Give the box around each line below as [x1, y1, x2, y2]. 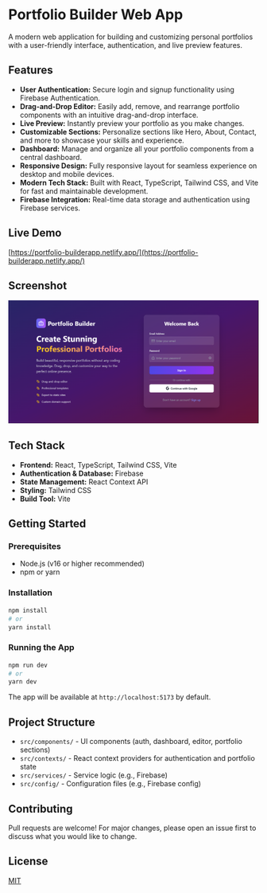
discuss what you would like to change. [8, 831, 137, 841]
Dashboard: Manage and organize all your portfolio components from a [19, 143, 254, 153]
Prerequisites [8, 541, 61, 552]
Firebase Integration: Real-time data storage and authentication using [19, 194, 250, 204]
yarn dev [8, 678, 37, 686]
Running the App [8, 642, 75, 653]
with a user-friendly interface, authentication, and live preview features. [8, 40, 242, 49]
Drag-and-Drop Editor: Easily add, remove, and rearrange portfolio [19, 101, 240, 111]
